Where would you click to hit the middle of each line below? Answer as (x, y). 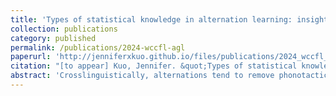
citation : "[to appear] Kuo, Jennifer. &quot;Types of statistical (154, 66)
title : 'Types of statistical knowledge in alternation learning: (151, 19)
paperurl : (31, 57)
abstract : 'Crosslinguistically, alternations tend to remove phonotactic (169, 76)
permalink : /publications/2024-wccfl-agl (98, 47)
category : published (53, 38)
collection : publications (64, 29)
